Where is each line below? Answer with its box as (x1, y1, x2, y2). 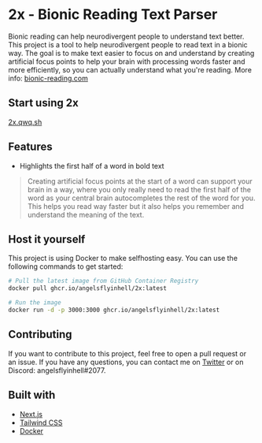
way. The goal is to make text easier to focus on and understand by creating (8, 48, 255, 58)
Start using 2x (8, 96, 79, 110)
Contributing (8, 328, 72, 341)
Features (8, 140, 53, 154)
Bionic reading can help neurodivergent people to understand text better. (8, 32, 245, 41)
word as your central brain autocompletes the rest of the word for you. (27, 193, 256, 203)
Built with (8, 389, 56, 402)
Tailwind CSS (19, 418, 63, 427)
